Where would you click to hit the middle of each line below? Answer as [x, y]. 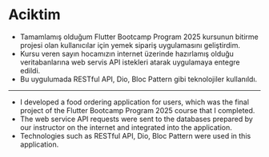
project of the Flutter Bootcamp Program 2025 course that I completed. [137, 110]
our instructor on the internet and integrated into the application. [126, 127]
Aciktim [34, 15]
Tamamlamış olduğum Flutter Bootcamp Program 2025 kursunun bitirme [139, 37]
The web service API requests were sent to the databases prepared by [137, 119]
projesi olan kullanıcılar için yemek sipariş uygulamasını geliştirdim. [130, 45]
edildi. [30, 70]
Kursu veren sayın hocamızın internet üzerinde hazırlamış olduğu [127, 53]
